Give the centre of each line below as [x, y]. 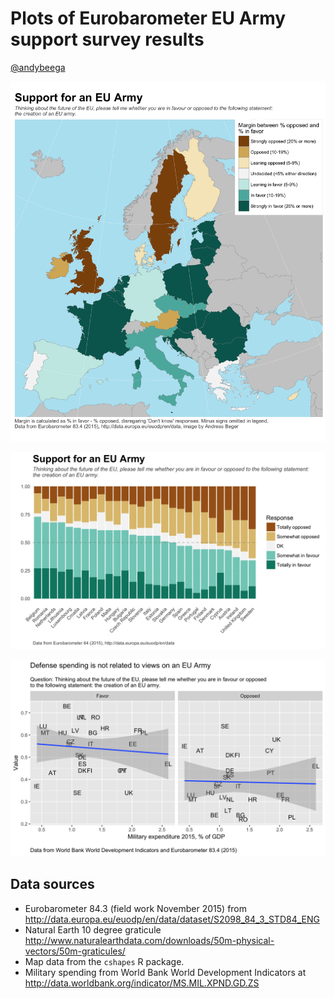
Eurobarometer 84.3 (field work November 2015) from [136, 908]
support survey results [107, 39]
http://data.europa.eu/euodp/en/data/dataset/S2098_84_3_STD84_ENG [172, 919]
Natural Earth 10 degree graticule [93, 929]
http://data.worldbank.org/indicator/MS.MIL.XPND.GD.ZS [142, 983]
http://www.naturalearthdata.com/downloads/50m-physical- [149, 940]
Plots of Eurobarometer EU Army [148, 18]
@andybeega [38, 67]
